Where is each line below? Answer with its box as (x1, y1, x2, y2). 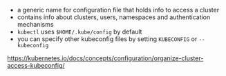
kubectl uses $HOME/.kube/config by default (17, 27, 142, 36)
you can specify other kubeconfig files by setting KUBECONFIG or (17, 35, 198, 43)
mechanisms (17, 21, 54, 28)
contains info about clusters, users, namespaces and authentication (17, 13, 211, 21)
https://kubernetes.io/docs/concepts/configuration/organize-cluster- (7, 54, 204, 62)
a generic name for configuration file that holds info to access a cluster (17, 6, 220, 14)
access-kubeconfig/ (7, 62, 65, 69)
